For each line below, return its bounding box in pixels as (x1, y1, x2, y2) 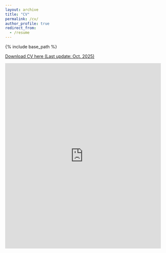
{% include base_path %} (5, 44, 57, 49)
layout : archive (5, 7, 39, 12)
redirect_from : (5, 26, 37, 31)
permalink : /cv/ (5, 16, 39, 21)
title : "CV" (5, 12, 30, 17)
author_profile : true (5, 21, 50, 26)
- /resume (9, 30, 30, 35)
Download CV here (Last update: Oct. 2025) (5, 53, 95, 59)
